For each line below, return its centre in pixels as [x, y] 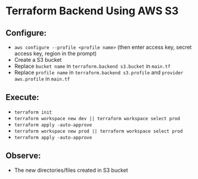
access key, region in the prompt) [55, 54]
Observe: [23, 156]
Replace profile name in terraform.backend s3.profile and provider [99, 72]
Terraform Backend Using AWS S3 [92, 11]
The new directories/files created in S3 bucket [71, 170]
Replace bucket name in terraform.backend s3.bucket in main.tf [92, 66]
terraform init [33, 112]
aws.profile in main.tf [42, 79]
